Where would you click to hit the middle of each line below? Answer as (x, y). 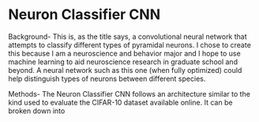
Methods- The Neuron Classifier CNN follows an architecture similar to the (129, 93)
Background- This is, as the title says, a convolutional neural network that (128, 36)
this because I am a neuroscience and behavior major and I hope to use (124, 53)
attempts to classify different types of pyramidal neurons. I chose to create (129, 44)
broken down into (37, 111)
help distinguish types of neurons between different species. (107, 78)
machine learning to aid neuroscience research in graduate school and (123, 62)
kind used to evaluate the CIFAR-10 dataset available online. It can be (120, 102)
